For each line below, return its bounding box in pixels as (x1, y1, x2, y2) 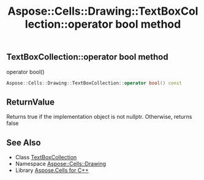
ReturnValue (6, 97, 55, 107)
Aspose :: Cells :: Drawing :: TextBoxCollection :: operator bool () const (6, 80, 183, 86)
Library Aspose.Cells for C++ (15, 167, 89, 174)
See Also (6, 137, 41, 148)
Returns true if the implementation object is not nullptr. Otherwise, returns (6, 113, 192, 121)
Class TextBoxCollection (15, 154, 77, 161)
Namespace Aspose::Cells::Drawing (15, 160, 106, 168)
